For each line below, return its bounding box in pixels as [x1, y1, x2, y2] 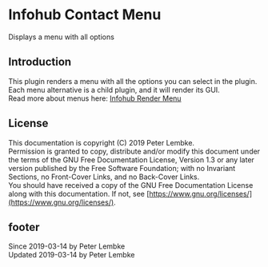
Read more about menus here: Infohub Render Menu [8, 94, 182, 103]
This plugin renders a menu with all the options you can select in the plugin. [8, 76, 258, 86]
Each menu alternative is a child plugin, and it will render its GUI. [8, 85, 220, 94]
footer [8, 220, 40, 233]
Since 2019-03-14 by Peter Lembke [8, 241, 126, 251]
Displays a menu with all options [8, 32, 114, 42]
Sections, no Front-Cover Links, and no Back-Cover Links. [8, 172, 200, 181]
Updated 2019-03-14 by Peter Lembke [8, 250, 135, 260]
